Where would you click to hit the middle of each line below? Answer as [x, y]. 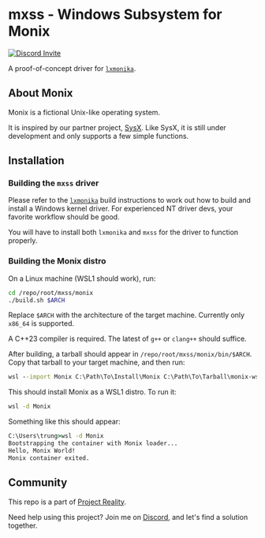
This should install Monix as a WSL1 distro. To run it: [92, 392]
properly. [23, 241]
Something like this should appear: [64, 422]
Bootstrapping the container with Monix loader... [93, 443]
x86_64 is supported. [41, 323]
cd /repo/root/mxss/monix [50, 293]
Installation [36, 161]
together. [23, 525]
